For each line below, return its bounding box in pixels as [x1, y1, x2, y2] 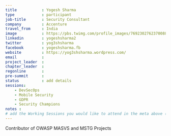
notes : [5, 107, 22, 112]
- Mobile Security [14, 92, 53, 97]
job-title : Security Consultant [5, 17, 90, 22]
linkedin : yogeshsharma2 [5, 36, 76, 41]
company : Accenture [5, 21, 67, 27]
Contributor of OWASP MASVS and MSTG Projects [5, 125, 111, 131]
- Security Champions [14, 102, 60, 107]
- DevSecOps [14, 87, 40, 93]
